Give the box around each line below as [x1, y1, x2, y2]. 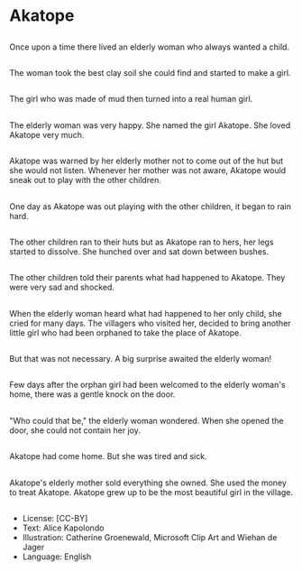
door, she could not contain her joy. [9, 425, 142, 436]
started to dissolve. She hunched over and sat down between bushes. [9, 245, 269, 257]
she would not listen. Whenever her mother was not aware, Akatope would [9, 165, 287, 176]
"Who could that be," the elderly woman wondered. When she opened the [9, 415, 284, 426]
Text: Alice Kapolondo [22, 522, 105, 533]
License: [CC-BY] [22, 513, 88, 524]
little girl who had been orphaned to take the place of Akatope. [9, 327, 242, 338]
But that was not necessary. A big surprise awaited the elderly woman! [9, 354, 272, 364]
